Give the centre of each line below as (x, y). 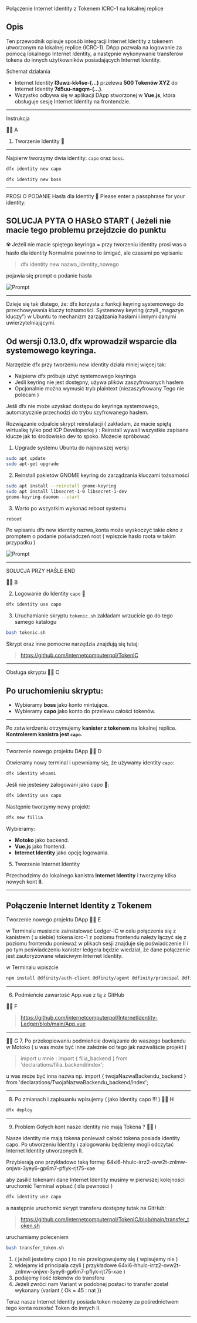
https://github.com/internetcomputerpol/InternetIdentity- (89, 1018)
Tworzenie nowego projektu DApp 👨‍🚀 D (54, 751)
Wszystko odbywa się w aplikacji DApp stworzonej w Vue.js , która (95, 95)
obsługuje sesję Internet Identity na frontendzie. (72, 101)
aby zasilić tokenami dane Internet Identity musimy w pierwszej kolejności (95, 1180)
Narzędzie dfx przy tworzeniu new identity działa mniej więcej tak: (86, 365)
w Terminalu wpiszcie (32, 967)
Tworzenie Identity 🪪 (39, 141)
